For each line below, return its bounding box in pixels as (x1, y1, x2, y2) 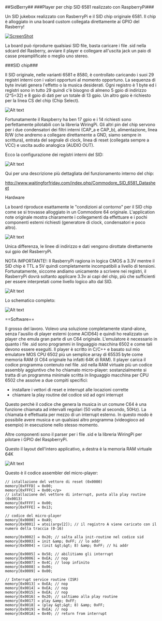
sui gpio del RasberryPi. (5, 249, 53, 254)
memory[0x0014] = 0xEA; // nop (5, 586, 68, 590)
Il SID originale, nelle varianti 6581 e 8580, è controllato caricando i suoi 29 (5, 72, 154, 77)
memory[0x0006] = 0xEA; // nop (5, 556, 68, 561)
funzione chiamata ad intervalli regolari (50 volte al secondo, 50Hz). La (5, 407, 147, 412)
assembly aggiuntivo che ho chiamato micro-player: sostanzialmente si (5, 367, 147, 373)
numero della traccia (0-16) (5, 526, 64, 531)
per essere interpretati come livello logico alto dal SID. (5, 279, 113, 284)
